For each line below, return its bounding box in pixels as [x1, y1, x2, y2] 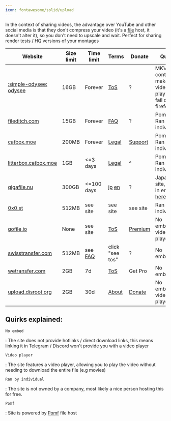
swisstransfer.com [8, 250, 52, 257]
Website [22, 53, 43, 60]
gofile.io [8, 225, 27, 232]
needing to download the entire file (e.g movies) [5, 367, 106, 373]
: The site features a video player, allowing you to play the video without [5, 362, 156, 368]
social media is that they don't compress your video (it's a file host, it [5, 26, 150, 33]
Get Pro [129, 267, 148, 275]
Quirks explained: [5, 315, 63, 324]
